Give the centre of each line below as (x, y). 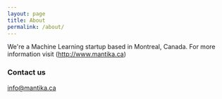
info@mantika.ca (32, 88)
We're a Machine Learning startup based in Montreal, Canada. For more (111, 47)
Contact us (26, 72)
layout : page (26, 14)
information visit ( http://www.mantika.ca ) (67, 54)
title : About (26, 20)
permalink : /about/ (36, 27)
